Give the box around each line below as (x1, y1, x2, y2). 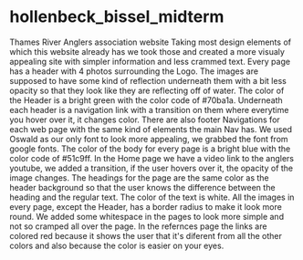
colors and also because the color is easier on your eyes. (9, 240, 225, 251)
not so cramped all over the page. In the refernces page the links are (9, 221, 267, 232)
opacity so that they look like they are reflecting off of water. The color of (9, 85, 285, 96)
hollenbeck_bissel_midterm (9, 6, 225, 27)
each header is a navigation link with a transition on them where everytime (9, 104, 289, 115)
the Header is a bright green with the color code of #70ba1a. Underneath (9, 94, 283, 106)
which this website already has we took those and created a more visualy (9, 46, 286, 57)
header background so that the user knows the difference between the (9, 182, 276, 192)
